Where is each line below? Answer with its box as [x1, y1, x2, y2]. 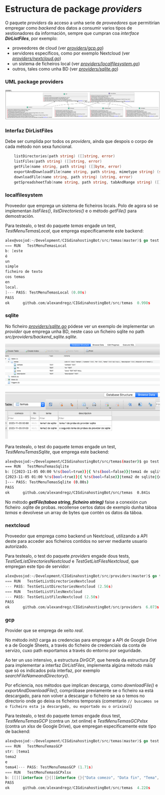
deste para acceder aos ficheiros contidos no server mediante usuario [5, 538, 147, 544]
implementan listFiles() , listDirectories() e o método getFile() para [5, 208, 137, 214]
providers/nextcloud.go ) [12, 55, 61, 61]
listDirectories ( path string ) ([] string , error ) [14, 154, 115, 159]
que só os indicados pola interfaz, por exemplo [5, 667, 100, 673]
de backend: [5, 729, 30, 734]
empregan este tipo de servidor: [5, 563, 70, 569]
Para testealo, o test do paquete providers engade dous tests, [5, 553, 130, 559]
